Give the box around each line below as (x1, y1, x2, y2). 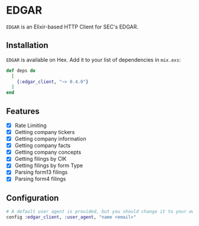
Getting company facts (14, 142, 71, 149)
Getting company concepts (14, 149, 82, 156)
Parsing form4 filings (14, 176, 66, 183)
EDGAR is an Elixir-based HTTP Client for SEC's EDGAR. (6, 23, 139, 30)
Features (6, 106, 40, 116)
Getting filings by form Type (14, 162, 83, 169)
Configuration (6, 193, 59, 203)
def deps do (6, 68, 36, 74)
